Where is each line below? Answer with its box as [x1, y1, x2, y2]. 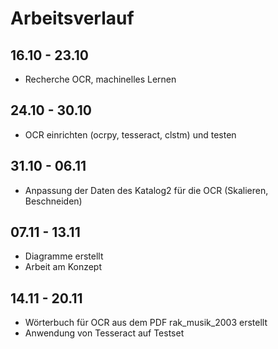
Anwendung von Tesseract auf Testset [24, 327, 185, 339]
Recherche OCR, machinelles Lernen [24, 73, 177, 85]
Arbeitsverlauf [10, 7, 135, 30]
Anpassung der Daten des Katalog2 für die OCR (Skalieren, [24, 184, 269, 196]
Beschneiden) [24, 195, 83, 207]
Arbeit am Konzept [24, 261, 103, 273]
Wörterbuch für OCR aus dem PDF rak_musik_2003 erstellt [24, 317, 268, 329]
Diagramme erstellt [24, 250, 104, 262]
